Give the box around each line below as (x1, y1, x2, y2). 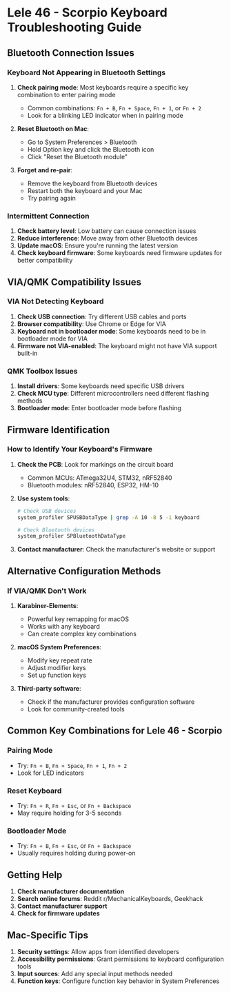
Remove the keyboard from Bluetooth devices (27, 179, 158, 188)
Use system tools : (17, 494, 70, 503)
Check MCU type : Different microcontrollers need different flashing (17, 389, 210, 398)
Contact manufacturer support (17, 902, 108, 911)
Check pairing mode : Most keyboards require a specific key (17, 83, 189, 91)
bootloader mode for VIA (17, 334, 88, 343)
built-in (17, 349, 38, 357)
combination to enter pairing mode (17, 90, 116, 99)
